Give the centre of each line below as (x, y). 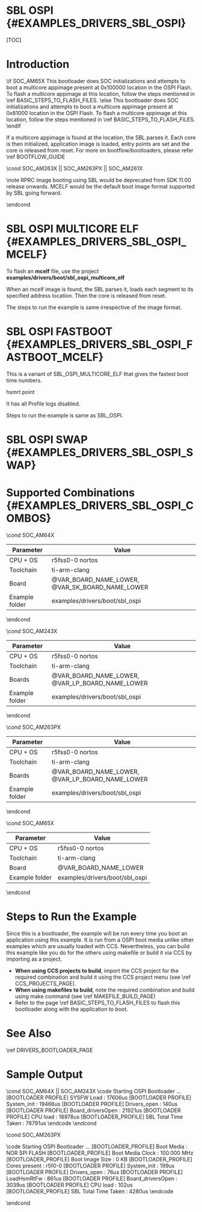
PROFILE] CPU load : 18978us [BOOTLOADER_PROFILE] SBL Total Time (95, 1117)
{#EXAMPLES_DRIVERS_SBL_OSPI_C (100, 506)
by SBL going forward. (34, 193)
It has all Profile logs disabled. (43, 404)
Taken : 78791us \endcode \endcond (52, 1123)
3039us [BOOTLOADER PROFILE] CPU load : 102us (70, 1185)
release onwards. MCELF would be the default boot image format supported (101, 186)
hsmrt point (20, 392)
